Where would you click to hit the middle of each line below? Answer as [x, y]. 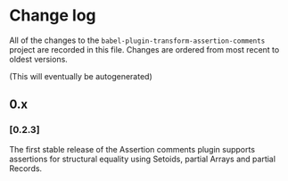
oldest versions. [39, 59]
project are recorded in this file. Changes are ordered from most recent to [144, 49]
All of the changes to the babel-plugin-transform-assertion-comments [137, 40]
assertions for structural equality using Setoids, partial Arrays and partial [143, 159]
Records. [26, 168]
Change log [53, 16]
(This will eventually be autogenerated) [81, 76]
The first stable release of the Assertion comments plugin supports [132, 149]
